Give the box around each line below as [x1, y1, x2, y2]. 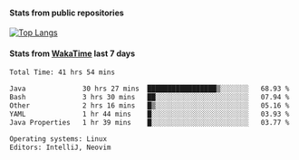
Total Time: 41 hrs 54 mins [9, 68, 116, 77]
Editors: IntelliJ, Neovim [9, 143, 111, 152]
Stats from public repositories [9, 7, 124, 18]
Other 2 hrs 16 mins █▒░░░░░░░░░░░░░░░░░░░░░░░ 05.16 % [9, 101, 290, 110]
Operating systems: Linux [9, 134, 107, 144]
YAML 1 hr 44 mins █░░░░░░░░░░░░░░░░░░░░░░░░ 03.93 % [9, 109, 290, 118]
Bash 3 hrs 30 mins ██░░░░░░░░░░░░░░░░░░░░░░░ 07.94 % [9, 93, 290, 102]
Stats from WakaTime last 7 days [9, 48, 136, 59]
